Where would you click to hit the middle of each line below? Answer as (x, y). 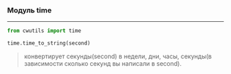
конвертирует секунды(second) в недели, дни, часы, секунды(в (118, 56)
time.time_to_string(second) (49, 43)
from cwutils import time (44, 31)
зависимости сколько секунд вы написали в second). (103, 64)
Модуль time (30, 10)
